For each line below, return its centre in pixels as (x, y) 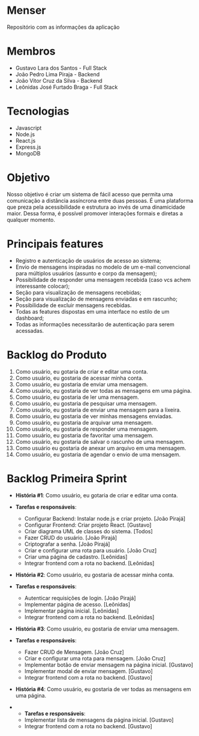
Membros (31, 51)
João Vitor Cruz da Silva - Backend (59, 80)
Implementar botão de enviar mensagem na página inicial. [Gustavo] (109, 665)
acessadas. (30, 331)
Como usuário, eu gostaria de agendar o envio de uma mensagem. (98, 454)
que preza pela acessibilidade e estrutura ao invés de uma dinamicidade (96, 207)
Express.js (28, 147)
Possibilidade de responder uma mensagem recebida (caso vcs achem (103, 280)
